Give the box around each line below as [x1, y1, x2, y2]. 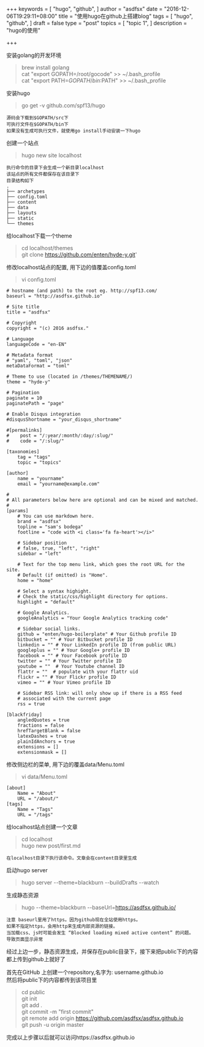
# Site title [6, 304, 40, 310]
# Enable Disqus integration [6, 411, 81, 417]
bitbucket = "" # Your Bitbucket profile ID [17, 637, 133, 643]
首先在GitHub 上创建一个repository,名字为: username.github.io [6, 968, 164, 976]
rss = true [17, 701, 45, 707]
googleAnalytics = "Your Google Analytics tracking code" [17, 615, 168, 621]
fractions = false [17, 723, 64, 729]
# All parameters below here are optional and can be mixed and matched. [6, 497, 199, 503]
